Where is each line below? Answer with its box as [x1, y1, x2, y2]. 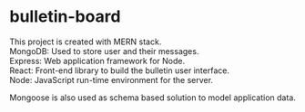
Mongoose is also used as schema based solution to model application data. [9, 92, 296, 103]
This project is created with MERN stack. [9, 36, 162, 47]
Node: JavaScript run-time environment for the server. [9, 74, 214, 85]
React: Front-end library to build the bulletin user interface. [9, 65, 230, 76]
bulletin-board [9, 6, 121, 27]
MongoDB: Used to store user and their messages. [9, 45, 199, 56]
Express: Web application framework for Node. [9, 55, 185, 66]
